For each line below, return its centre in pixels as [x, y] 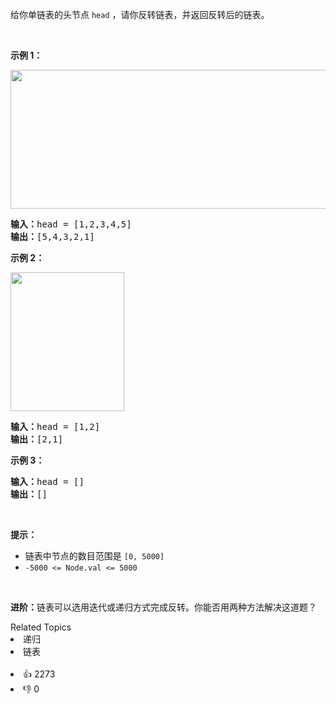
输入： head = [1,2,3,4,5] [71, 224]
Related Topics [41, 627]
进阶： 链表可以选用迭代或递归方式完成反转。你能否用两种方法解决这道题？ [163, 607]
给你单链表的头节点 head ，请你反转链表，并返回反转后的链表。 [140, 14]
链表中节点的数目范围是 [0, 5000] [94, 556]
